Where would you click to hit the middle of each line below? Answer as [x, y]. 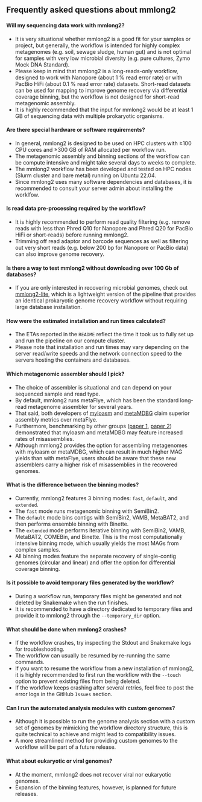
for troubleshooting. [39, 649]
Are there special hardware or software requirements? [76, 130]
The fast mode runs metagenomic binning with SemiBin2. [87, 511]
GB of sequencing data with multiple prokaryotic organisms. [90, 116]
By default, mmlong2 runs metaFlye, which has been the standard [97, 400]
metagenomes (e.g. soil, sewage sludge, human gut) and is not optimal [103, 51]
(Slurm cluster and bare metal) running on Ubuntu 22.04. [86, 175]
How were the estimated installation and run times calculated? [86, 321]
